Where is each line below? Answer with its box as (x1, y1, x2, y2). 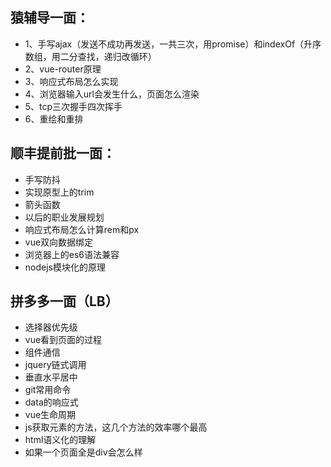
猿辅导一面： (10, 9, 90, 27)
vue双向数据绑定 (24, 236, 94, 248)
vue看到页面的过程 (24, 334, 103, 346)
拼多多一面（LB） (10, 293, 119, 310)
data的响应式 (24, 396, 79, 408)
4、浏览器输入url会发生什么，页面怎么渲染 (24, 88, 200, 100)
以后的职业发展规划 (24, 211, 105, 223)
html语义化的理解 (24, 434, 97, 446)
